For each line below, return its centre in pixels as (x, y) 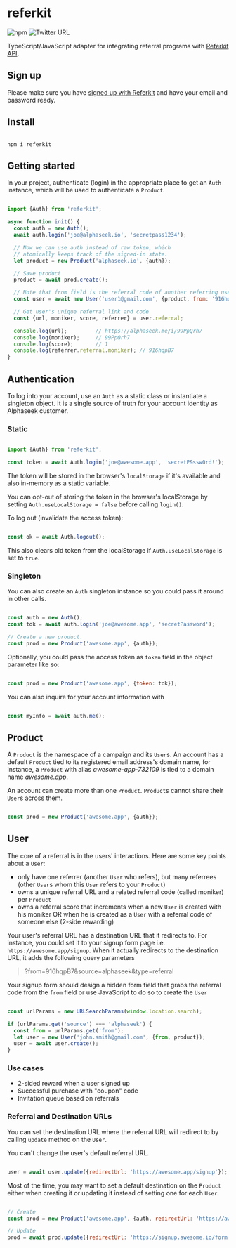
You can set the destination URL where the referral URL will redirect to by (113, 1131)
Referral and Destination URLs (60, 1117)
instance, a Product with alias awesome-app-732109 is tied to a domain (111, 770)
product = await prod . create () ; (61, 280)
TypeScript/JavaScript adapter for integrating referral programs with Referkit (118, 46)
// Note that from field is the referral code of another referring (116, 293)
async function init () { (44, 222)
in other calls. (27, 599)
